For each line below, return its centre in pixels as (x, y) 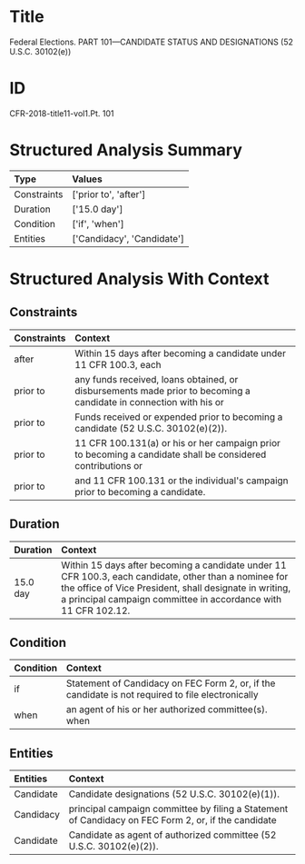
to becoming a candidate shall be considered (171, 454)
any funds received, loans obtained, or (157, 379)
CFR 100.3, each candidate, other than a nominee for (175, 576)
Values (87, 179)
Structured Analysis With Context (139, 279)
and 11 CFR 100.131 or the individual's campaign (182, 481)
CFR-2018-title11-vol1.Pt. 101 (62, 113)
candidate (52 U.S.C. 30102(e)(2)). (151, 428)
